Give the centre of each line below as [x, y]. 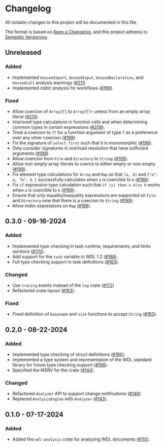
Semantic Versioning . [27, 37]
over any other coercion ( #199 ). [44, 137]
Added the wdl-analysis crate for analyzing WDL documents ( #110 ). [81, 439]
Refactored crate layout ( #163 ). [44, 290]
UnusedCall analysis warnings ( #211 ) [49, 82]
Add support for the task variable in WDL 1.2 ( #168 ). [65, 257]
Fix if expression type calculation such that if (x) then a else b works [86, 185]
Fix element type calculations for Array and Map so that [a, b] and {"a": [85, 174]
